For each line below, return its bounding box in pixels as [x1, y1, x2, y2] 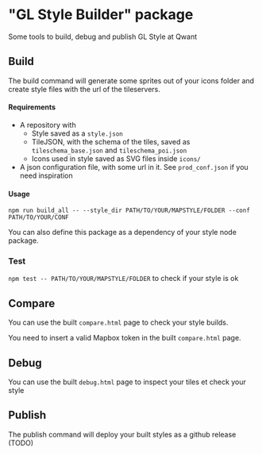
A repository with [19, 120, 77, 129]
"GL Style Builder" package [8, 6, 194, 24]
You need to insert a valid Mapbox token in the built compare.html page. [8, 333, 241, 343]
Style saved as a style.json [31, 129, 123, 138]
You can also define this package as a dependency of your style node [8, 228, 237, 237]
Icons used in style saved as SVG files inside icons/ [31, 153, 201, 164]
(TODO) [8, 438, 34, 448]
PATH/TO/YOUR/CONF [8, 214, 69, 221]
